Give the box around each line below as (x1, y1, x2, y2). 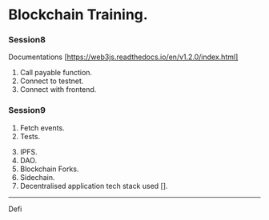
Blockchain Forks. (19, 164, 79, 174)
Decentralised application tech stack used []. (19, 181, 168, 190)
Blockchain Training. (8, 6, 148, 24)
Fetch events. (19, 122, 66, 133)
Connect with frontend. (19, 85, 97, 94)
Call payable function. (19, 68, 93, 78)
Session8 (8, 34, 46, 46)
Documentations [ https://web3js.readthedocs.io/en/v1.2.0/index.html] (8, 52, 239, 62)
